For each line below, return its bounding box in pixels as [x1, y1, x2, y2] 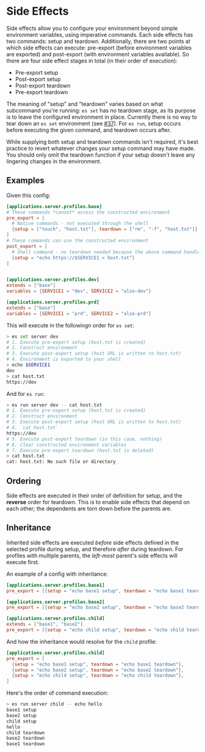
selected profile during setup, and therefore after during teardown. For [6, 545, 184, 553]
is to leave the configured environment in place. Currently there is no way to [6, 113, 197, 121]
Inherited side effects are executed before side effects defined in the [6, 538, 179, 546]
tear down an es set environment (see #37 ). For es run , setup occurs [6, 119, 181, 127]
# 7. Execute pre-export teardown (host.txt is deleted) [6, 447, 154, 453]
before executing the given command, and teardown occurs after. [6, 126, 171, 133]
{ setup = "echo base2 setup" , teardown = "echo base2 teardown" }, [12, 667, 184, 673]
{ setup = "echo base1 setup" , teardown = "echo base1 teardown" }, [12, 661, 184, 668]
